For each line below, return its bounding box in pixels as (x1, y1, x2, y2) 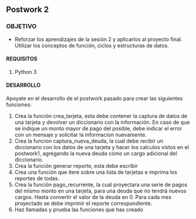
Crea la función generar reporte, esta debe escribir (14, 163, 138, 170)
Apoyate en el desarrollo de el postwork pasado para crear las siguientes (6, 95, 183, 102)
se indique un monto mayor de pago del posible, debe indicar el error (14, 125, 183, 132)
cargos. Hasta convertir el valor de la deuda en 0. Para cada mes (14, 194, 172, 201)
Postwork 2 (6, 5, 49, 15)
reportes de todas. (14, 175, 60, 182)
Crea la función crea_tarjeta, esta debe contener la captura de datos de (14, 113, 188, 120)
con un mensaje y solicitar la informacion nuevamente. (14, 132, 147, 139)
